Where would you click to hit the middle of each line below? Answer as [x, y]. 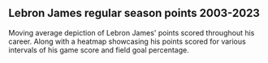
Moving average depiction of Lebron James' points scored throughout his [132, 32]
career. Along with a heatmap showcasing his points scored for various [127, 41]
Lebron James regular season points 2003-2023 [134, 13]
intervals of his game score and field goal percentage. [99, 50]
